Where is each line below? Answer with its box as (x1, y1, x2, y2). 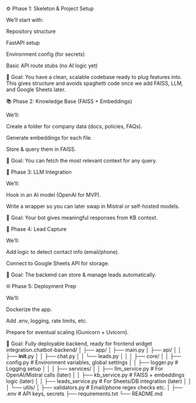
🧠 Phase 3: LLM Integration (6, 169, 72, 176)
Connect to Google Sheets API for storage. (6, 260, 110, 267)
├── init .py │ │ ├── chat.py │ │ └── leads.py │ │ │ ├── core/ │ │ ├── (6, 353, 181, 359)
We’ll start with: (6, 16, 44, 23)
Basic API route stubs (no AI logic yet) (6, 62, 98, 69)
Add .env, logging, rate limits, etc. (6, 318, 87, 324)
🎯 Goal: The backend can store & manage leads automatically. (6, 271, 157, 278)
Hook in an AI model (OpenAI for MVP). (6, 191, 101, 198)
